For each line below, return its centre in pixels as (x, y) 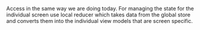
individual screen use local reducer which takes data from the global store (98, 15)
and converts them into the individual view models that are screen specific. (100, 21)
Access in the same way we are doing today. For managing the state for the (100, 9)
